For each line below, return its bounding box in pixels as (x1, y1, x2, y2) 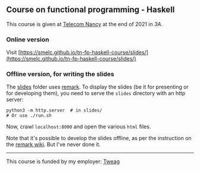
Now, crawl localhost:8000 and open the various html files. (6, 123, 151, 130)
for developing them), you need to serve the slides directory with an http (6, 90, 186, 97)
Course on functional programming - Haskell (6, 5, 175, 15)
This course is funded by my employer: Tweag (6, 158, 120, 165)
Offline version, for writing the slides (6, 70, 114, 78)
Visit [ (6, 49, 21, 56)
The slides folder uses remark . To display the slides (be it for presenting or (6, 83, 189, 91)
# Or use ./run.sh (6, 113, 52, 119)
